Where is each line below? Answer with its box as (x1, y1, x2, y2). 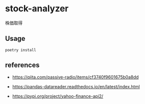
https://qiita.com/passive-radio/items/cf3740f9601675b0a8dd (12, 74, 139, 80)
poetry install (5, 47, 36, 52)
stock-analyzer (5, 3, 69, 14)
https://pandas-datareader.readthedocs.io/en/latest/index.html (12, 83, 140, 89)
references (5, 61, 40, 69)
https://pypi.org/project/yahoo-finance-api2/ (12, 93, 104, 99)
